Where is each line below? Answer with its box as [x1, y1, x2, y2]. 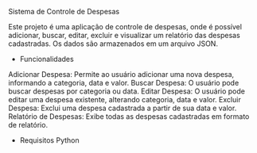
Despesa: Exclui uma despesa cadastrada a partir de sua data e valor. [8, 103, 237, 113]
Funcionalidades [19, 55, 74, 63]
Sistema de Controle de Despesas [8, 7, 120, 16]
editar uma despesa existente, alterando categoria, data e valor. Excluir [8, 95, 241, 104]
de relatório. [8, 120, 49, 129]
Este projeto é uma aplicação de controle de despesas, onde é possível [8, 22, 243, 31]
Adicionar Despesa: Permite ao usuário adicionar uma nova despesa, [8, 70, 235, 78]
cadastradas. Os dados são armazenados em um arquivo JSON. [8, 39, 219, 48]
